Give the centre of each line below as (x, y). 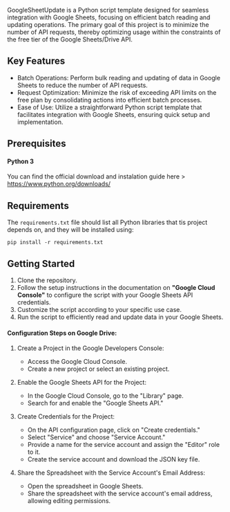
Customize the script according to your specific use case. (99, 310)
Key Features (36, 61)
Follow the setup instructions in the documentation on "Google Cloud (116, 288)
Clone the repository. (47, 280)
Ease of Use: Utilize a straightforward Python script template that (109, 107)
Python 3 (21, 161)
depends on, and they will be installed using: (70, 230)
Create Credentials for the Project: (66, 417)
